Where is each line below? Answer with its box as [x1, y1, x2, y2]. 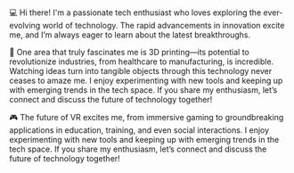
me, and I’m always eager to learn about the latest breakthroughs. [9, 29, 251, 40]
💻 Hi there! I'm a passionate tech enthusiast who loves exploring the [9, 7, 262, 18]
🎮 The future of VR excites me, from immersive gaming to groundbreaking [9, 112, 284, 122]
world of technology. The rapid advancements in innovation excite [42, 21, 285, 30]
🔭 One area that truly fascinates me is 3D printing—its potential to [9, 47, 249, 57]
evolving [9, 21, 41, 30]
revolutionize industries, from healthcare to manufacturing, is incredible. [9, 56, 274, 67]
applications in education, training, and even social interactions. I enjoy [9, 125, 270, 136]
